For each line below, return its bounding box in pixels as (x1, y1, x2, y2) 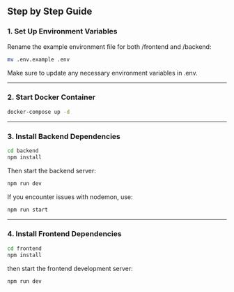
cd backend (7, 147, 39, 154)
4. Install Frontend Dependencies (7, 229, 122, 239)
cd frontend (7, 244, 42, 252)
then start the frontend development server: (7, 264, 134, 272)
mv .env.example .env (7, 56, 70, 63)
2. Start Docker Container (7, 92, 96, 102)
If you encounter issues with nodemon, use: (7, 192, 134, 201)
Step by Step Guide (7, 6, 93, 17)
